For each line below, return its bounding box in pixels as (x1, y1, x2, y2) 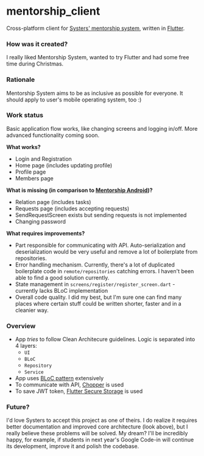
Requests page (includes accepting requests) (15, 205, 130, 212)
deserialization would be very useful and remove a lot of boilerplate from (15, 248, 198, 255)
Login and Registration (15, 155, 72, 163)
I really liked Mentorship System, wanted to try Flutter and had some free (6, 54, 189, 61)
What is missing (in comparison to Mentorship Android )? (6, 186, 153, 194)
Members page (15, 174, 54, 182)
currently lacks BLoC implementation (15, 287, 108, 294)
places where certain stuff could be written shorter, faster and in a (15, 300, 181, 307)
